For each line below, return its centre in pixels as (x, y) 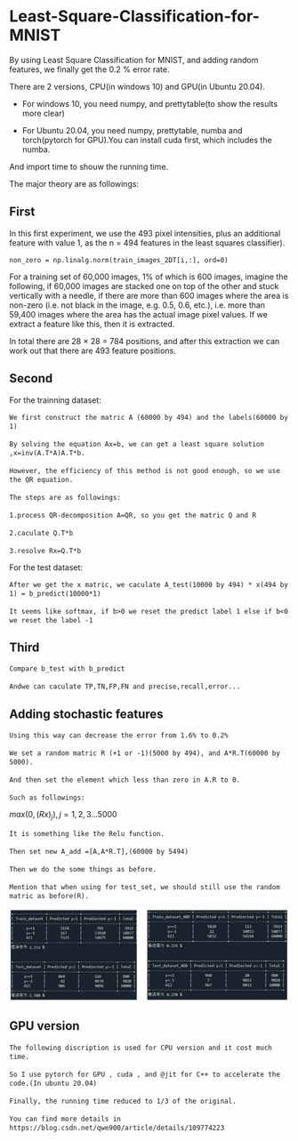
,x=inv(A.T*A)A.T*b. (48, 453)
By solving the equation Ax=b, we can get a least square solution (137, 444)
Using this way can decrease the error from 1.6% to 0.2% (119, 735)
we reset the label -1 (51, 620)
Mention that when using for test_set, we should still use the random (145, 887)
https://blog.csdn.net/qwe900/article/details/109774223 (117, 1128)
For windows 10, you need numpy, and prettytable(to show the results (150, 103)
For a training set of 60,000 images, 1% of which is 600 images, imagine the (149, 277)
